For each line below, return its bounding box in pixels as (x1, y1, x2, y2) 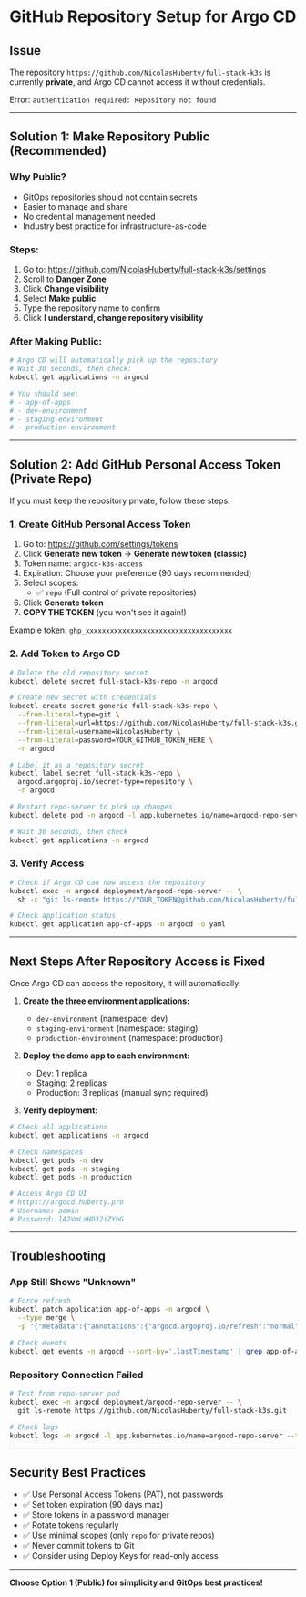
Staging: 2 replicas (36, 1077, 107, 1088)
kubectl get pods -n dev (9, 1156, 104, 1165)
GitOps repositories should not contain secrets (22, 191, 198, 202)
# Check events (9, 1338, 67, 1347)
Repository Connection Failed (9, 1368, 144, 1381)
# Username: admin (9, 1206, 79, 1216)
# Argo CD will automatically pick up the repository (9, 355, 219, 366)
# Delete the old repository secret (9, 668, 148, 677)
